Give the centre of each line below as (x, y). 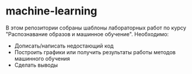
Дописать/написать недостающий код (64, 46)
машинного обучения (42, 58)
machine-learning (51, 11)
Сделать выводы (36, 65)
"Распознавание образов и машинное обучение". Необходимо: (87, 34)
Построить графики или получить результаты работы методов (95, 52)
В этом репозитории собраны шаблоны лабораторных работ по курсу (96, 28)
